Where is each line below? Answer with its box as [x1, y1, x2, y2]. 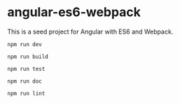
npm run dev [7, 41, 42, 48]
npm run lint [7, 90, 46, 97]
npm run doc [7, 78, 42, 85]
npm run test [7, 65, 46, 72]
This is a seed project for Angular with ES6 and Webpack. [7, 27, 174, 36]
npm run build [7, 53, 49, 60]
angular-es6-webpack [7, 4, 141, 20]
